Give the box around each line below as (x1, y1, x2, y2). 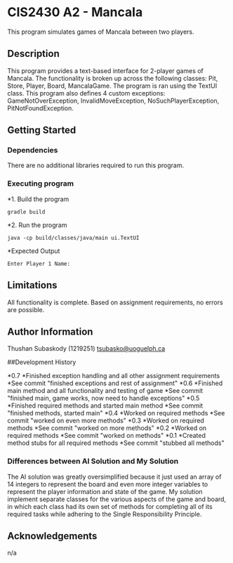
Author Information (7, 325, 93, 337)
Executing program (7, 179, 74, 188)
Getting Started (7, 124, 76, 136)
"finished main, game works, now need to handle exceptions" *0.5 (7, 394, 200, 403)
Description (7, 48, 60, 60)
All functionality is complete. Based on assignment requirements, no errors (7, 298, 223, 306)
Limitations (7, 279, 58, 292)
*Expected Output (7, 247, 60, 255)
